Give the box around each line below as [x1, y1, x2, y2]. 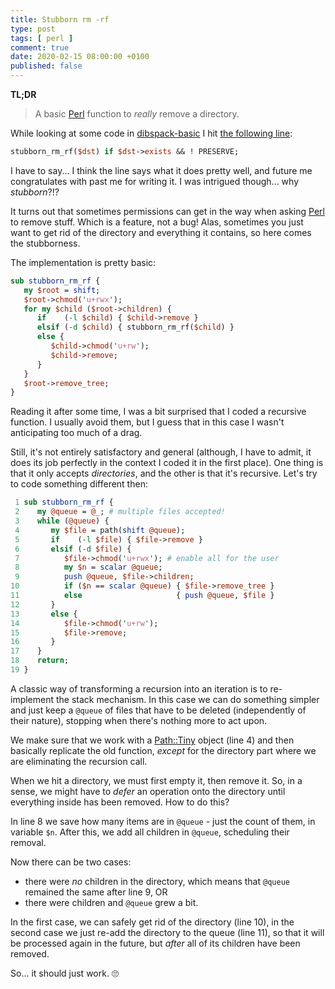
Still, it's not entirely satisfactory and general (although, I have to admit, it [10, 446, 312, 458]
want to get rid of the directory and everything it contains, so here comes [10, 226, 312, 238]
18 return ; [10, 656, 70, 666]
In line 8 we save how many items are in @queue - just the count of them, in [10, 815, 316, 827]
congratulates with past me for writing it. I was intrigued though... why [10, 175, 299, 187]
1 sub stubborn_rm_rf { [14, 497, 114, 508]
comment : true [10, 42, 70, 53]
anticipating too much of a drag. [10, 427, 143, 439]
